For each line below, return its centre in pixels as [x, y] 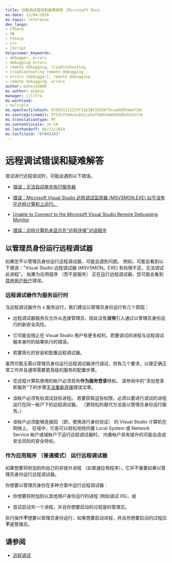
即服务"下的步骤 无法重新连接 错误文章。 [54, 387]
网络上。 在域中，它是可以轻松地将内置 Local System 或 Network [81, 428]
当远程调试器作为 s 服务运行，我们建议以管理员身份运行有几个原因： [77, 307]
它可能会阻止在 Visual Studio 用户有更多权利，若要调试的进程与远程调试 [88, 336]
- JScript [16, 48]
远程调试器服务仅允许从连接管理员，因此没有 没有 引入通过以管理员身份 [87, 318]
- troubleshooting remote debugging [44, 72]
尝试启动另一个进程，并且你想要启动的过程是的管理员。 [71, 507]
